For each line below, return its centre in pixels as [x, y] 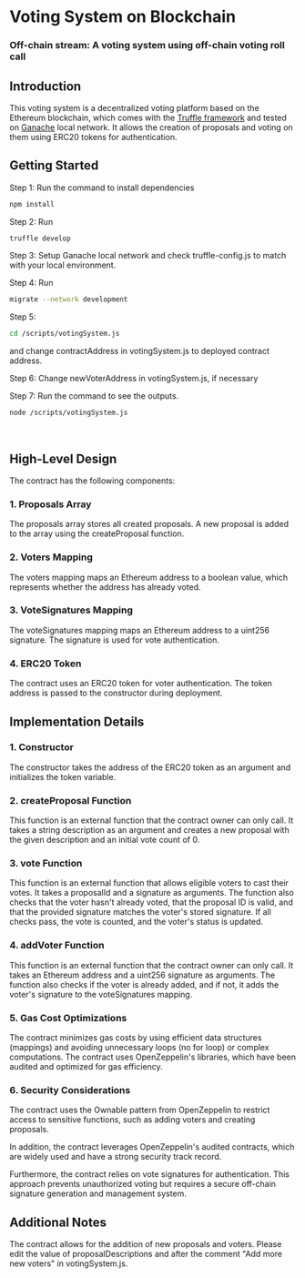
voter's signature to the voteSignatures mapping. [101, 994]
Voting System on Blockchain [123, 17]
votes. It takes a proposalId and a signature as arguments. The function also [152, 893]
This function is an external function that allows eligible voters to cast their [149, 883]
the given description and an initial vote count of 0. [105, 840]
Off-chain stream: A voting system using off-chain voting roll [147, 46]
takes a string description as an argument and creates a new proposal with [149, 830]
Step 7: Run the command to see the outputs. [94, 396]
